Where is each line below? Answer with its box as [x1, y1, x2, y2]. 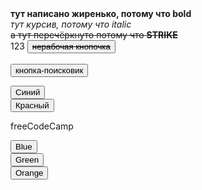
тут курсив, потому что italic [10, 18, 132, 30]
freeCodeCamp [10, 120, 74, 132]
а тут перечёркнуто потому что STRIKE [10, 29, 178, 41]
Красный [15, 100, 50, 111]
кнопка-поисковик [15, 65, 84, 76]
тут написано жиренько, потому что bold [10, 8, 192, 19]
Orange [15, 168, 44, 178]
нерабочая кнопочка [31, 42, 111, 52]
